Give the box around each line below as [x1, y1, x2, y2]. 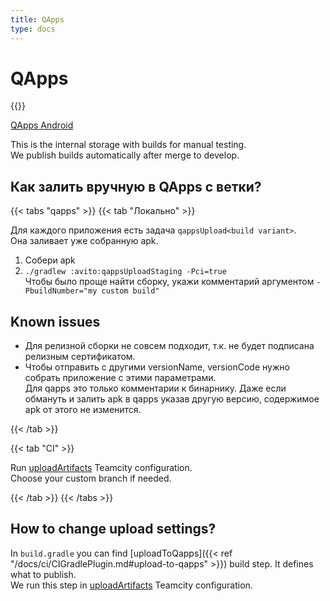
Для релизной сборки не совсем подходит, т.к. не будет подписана [24, 340, 315, 352]
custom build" [101, 286, 160, 296]
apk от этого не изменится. [24, 404, 142, 416]
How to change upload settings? [10, 521, 217, 538]
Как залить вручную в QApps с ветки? [10, 178, 262, 195]
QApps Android [10, 119, 74, 131]
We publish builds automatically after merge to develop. [10, 149, 240, 161]
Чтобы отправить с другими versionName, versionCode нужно [24, 361, 290, 373]
